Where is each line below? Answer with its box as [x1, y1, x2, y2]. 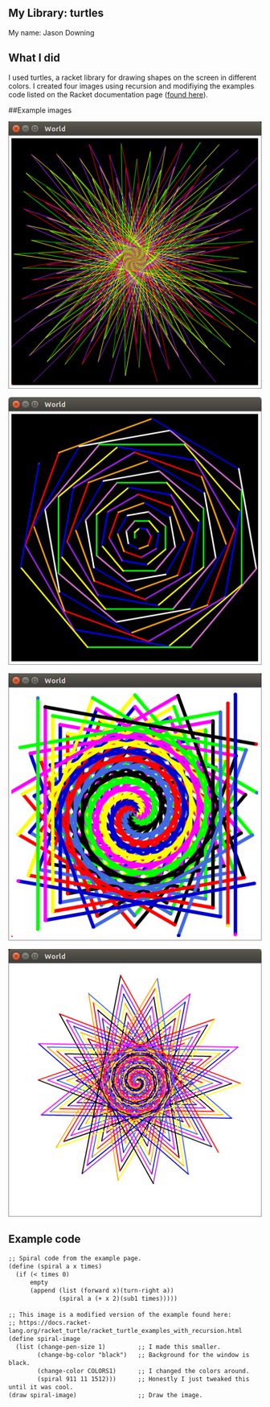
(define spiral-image [8, 1335, 81, 1343]
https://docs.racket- [18, 1319, 92, 1327]
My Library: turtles [8, 6, 104, 20]
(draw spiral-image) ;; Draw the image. [8, 1392, 203, 1400]
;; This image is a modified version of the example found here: [8, 1311, 231, 1319]
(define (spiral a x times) [8, 1263, 103, 1271]
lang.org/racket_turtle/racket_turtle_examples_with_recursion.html [8, 1327, 243, 1335]
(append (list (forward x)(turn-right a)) [29, 1287, 174, 1295]
